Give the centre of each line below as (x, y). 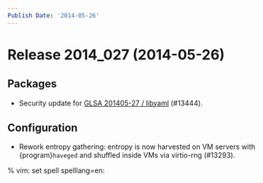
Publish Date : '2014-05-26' (54, 15)
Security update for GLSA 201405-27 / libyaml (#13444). (111, 103)
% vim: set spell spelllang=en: (56, 170)
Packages (32, 84)
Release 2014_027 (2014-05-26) (116, 54)
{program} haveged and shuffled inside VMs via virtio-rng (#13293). (127, 155)
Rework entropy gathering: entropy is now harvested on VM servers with (137, 147)
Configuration (43, 128)
